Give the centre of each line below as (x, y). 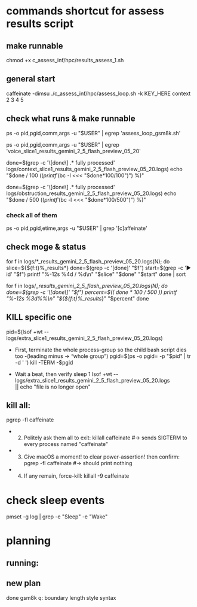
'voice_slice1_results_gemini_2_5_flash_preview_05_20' (74, 151)
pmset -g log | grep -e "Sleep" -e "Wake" (57, 517)
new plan (24, 583)
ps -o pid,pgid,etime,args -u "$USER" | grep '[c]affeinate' (77, 228)
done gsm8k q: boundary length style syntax (61, 597)
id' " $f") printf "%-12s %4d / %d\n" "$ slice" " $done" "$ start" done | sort (96, 274)
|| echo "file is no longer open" (53, 387)
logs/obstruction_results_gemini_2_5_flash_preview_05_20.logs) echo (91, 193)
